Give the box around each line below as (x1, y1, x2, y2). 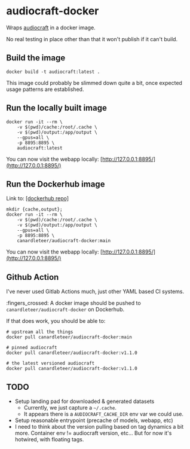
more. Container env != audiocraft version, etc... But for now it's (14, 429, 172, 436)
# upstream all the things (6, 329, 73, 335)
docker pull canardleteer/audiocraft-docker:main (6, 334, 133, 340)
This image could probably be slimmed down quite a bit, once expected (6, 79, 182, 86)
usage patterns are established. (6, 85, 84, 93)
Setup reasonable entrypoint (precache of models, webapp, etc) (14, 417, 173, 424)
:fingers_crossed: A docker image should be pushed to (6, 300, 142, 307)
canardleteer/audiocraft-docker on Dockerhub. (6, 306, 124, 313)
